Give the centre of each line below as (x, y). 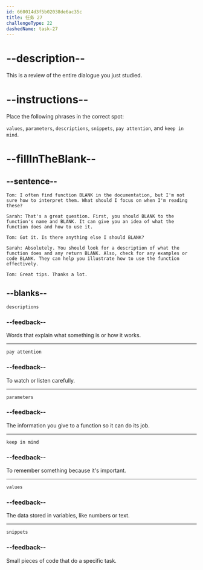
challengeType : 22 (29, 23)
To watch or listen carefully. (41, 380)
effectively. (23, 264)
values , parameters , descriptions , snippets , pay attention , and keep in (95, 128)
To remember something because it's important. (66, 471)
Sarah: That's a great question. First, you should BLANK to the (90, 216)
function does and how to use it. (50, 227)
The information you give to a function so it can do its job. (78, 425)
